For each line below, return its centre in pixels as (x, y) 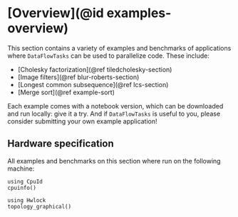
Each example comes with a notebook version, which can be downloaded (115, 106)
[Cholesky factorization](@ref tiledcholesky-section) (95, 69)
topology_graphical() (40, 206)
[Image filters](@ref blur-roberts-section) (78, 77)
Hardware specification (61, 144)
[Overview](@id (56, 13)
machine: (21, 168)
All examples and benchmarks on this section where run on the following (114, 161)
